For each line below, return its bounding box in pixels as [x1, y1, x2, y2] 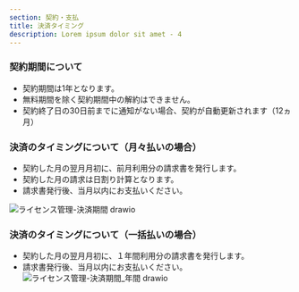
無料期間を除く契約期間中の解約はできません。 [21, 94, 195, 104]
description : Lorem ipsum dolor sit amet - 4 [9, 29, 182, 38]
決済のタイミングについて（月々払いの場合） [9, 140, 202, 153]
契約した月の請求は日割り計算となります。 [21, 173, 179, 184]
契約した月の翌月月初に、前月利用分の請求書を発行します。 [21, 163, 242, 173]
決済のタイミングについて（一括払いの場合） [9, 229, 202, 241]
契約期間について [9, 61, 83, 73]
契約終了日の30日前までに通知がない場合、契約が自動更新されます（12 [21, 104, 284, 116]
